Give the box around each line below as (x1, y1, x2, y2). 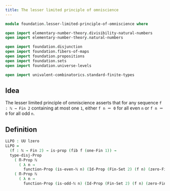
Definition (5, 125, 37, 134)
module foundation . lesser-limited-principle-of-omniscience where (5, 21, 148, 26)
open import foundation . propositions (5, 54, 85, 59)
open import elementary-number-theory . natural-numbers (5, 35, 123, 41)
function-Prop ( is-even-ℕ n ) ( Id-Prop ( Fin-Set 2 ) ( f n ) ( (23, 167, 151, 172)
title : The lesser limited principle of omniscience (5, 7, 119, 13)
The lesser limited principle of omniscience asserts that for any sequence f (5, 100, 162, 106)
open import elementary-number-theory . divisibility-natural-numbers (5, 30, 153, 35)
